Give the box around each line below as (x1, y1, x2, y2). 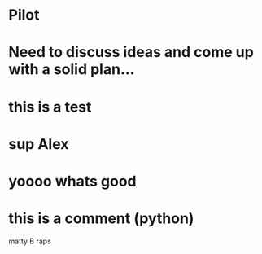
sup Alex (8, 134, 69, 153)
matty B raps (8, 236, 51, 246)
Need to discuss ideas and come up (8, 43, 254, 62)
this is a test (8, 98, 92, 116)
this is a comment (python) (8, 209, 194, 228)
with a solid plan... (8, 60, 135, 79)
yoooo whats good (8, 172, 137, 190)
